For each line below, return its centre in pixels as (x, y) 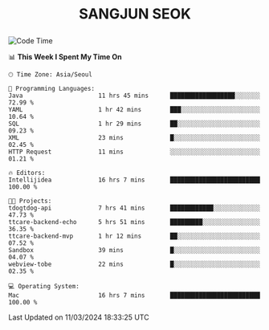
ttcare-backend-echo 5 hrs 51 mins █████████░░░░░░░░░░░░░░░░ (134, 222)
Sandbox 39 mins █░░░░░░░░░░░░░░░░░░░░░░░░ (134, 251)
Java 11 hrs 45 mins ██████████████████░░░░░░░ (134, 96)
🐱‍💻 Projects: (30, 202)
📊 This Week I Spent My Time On (65, 57)
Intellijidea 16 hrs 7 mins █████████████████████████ (134, 180)
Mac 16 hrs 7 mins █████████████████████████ (134, 295)
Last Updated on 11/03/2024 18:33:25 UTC (79, 317)
